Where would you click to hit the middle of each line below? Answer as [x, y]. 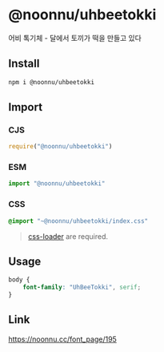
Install [24, 64]
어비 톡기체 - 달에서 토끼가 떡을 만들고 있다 [75, 38]
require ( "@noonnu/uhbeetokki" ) [60, 147]
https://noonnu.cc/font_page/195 [63, 339]
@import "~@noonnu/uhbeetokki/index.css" [78, 221]
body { [19, 280]
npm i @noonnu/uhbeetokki [51, 82]
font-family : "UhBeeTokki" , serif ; [82, 287]
